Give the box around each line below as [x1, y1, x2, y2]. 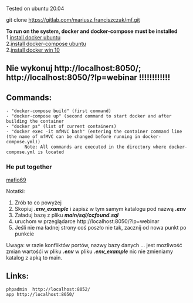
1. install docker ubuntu [6, 34, 60, 41]
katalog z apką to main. [6, 254, 63, 261]
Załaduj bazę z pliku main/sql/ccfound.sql [14, 211, 119, 218]
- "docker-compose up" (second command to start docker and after [6, 113, 172, 119]
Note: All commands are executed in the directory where [24, 144, 167, 150]
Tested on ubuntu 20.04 [6, 5, 65, 12]
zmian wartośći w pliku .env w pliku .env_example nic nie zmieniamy [6, 248, 173, 255]
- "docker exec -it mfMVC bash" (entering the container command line [6, 129, 182, 134]
